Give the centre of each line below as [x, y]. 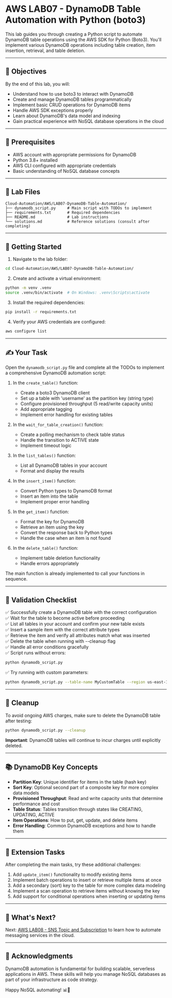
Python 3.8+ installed [35, 160]
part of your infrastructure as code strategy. [52, 979]
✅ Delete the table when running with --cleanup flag [61, 641]
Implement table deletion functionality [60, 558]
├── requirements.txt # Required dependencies [63, 213]
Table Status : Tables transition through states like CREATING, [78, 809]
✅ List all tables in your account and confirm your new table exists [75, 624]
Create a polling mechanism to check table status [72, 434]
